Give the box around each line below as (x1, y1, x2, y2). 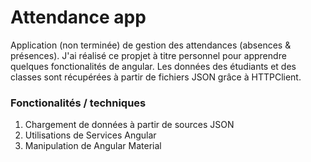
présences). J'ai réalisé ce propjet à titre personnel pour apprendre (10, 49, 287, 61)
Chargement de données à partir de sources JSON (24, 119, 235, 131)
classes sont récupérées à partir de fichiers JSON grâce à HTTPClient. (10, 71, 302, 83)
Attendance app (10, 6, 147, 29)
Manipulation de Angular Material (24, 140, 162, 152)
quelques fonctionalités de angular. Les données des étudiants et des (10, 60, 297, 72)
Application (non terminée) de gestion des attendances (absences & (10, 39, 292, 51)
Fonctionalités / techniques (10, 96, 147, 110)
